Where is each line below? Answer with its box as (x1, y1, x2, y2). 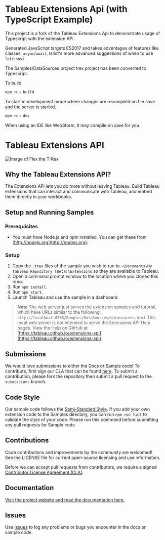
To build (5, 80, 22, 86)
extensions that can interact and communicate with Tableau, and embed (5, 189, 152, 195)
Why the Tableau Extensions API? (5, 170, 111, 179)
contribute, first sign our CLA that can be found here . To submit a (5, 368, 138, 374)
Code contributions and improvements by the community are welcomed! (5, 449, 153, 455)
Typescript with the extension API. (5, 36, 75, 42)
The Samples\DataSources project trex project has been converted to (5, 65, 147, 71)
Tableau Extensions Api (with (5, 3, 127, 15)
